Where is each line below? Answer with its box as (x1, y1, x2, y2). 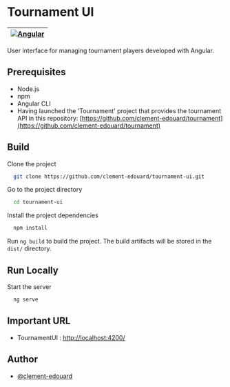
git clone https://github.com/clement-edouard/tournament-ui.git (13, 173, 205, 180)
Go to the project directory (7, 186, 83, 194)
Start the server (7, 283, 52, 290)
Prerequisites (7, 66, 66, 78)
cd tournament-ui (13, 199, 63, 206)
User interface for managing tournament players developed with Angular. (7, 46, 215, 54)
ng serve (13, 296, 39, 303)
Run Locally (7, 264, 59, 276)
